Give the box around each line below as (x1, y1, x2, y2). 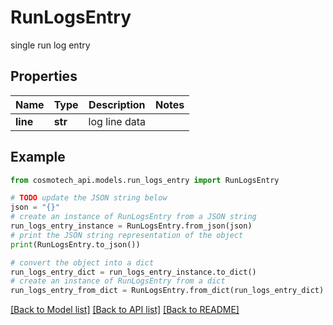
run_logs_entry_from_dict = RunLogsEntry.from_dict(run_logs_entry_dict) (10, 286, 325, 296)
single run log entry (10, 39, 91, 51)
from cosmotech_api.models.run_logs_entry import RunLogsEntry (10, 175, 280, 185)
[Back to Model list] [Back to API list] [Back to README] (10, 304, 240, 316)
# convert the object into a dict (10, 257, 155, 268)
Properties (10, 68, 78, 85)
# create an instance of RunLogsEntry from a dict (10, 276, 226, 286)
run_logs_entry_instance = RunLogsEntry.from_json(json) (10, 221, 253, 231)
